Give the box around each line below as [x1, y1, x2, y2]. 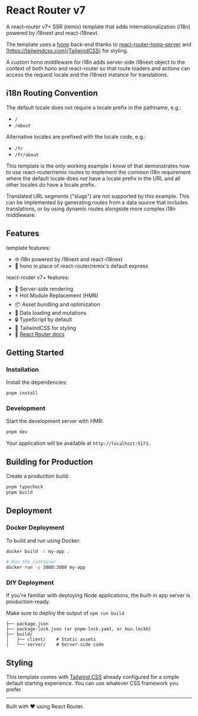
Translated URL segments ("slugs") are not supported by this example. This [6, 193, 190, 200]
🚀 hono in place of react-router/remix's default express [14, 262, 148, 269]
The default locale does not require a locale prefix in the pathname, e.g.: [6, 104, 181, 111]
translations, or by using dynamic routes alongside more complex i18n [6, 205, 176, 212]
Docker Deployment [6, 523, 65, 532]
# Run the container [6, 559, 57, 565]
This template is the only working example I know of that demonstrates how [6, 162, 190, 169]
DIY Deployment [6, 578, 54, 587]
